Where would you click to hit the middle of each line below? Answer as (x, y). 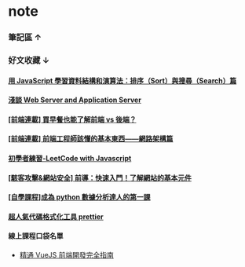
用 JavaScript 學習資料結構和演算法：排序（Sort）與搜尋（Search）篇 (122, 80)
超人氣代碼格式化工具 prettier (56, 216)
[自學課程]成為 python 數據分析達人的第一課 (79, 197)
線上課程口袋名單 (36, 236)
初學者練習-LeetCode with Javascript (70, 158)
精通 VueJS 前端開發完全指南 (66, 254)
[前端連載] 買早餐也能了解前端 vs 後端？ (72, 119)
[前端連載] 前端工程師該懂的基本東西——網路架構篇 (91, 139)
